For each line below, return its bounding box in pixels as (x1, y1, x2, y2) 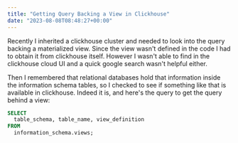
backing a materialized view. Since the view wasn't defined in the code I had (7, 44, 231, 53)
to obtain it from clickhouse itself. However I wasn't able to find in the (7, 51, 210, 60)
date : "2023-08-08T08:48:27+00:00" (7, 17, 113, 24)
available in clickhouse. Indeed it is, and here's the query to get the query (7, 88, 222, 97)
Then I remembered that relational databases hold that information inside (7, 73, 221, 82)
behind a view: (7, 95, 50, 104)
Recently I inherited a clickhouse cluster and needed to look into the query (7, 36, 225, 45)
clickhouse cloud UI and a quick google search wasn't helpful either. (7, 59, 208, 68)
